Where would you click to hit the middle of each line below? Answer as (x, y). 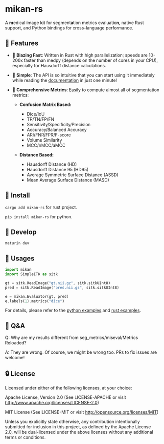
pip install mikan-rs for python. (39, 216)
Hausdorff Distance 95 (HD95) (58, 169)
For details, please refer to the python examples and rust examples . (73, 311)
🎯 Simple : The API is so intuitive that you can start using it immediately (83, 75)
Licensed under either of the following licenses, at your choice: (69, 388)
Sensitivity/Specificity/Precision (59, 124)
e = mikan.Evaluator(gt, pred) (37, 296)
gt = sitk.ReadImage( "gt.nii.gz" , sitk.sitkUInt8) (58, 283)
